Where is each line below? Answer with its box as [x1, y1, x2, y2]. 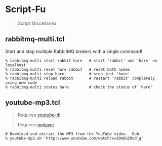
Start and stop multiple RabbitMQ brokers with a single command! [5, 48, 143, 54]
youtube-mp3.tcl [5, 99, 60, 107]
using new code [5, 80, 37, 85]
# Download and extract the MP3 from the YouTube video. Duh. [5, 131, 142, 136]
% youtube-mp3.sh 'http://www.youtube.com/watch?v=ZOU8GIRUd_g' [5, 135, 144, 141]
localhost [5, 62, 26, 68]
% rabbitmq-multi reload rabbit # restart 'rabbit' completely [5, 76, 155, 81]
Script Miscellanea [17, 20, 57, 26]
